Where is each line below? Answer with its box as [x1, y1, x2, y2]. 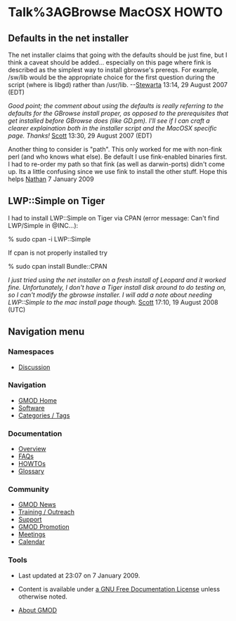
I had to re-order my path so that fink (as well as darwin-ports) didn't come [8, 160, 225, 168]
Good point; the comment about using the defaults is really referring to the [8, 102, 224, 109]
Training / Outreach [18, 508, 75, 516]
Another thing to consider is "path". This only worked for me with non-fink [8, 145, 223, 153]
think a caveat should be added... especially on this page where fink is [8, 58, 211, 67]
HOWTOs [18, 460, 46, 468]
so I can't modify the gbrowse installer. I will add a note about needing [8, 291, 213, 299]
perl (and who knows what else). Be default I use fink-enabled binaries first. [8, 152, 228, 161]
